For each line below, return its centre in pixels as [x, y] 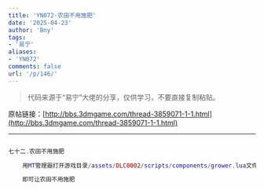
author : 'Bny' [31, 30]
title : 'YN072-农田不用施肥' [52, 15]
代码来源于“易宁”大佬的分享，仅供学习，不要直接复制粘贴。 [123, 97]
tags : [17, 37]
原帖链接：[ [27, 114]
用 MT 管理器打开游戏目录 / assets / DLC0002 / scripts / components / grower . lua [134, 166]
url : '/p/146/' [33, 74]
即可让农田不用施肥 [49, 180]
